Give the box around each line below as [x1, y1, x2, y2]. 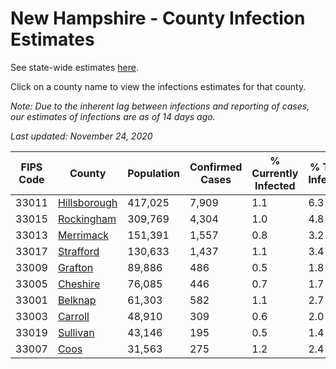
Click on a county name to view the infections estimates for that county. [10, 80, 307, 92]
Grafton [57, 260, 94, 274]
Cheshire [57, 277, 101, 291]
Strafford [57, 244, 100, 258]
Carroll [57, 309, 90, 323]
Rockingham [57, 212, 117, 226]
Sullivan [57, 325, 95, 339]
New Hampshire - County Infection [10, 7, 306, 30]
